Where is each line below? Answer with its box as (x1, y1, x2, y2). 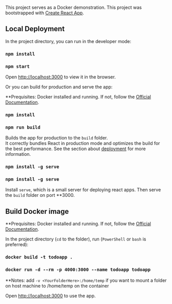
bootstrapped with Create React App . (5, 10, 84, 16)
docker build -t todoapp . (5, 254, 73, 260)
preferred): (5, 241, 29, 248)
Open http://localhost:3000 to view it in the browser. (5, 74, 116, 80)
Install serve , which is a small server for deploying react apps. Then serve (5, 187, 161, 193)
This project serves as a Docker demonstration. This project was (5, 5, 142, 10)
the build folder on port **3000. (5, 192, 75, 198)
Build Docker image (5, 207, 69, 216)
